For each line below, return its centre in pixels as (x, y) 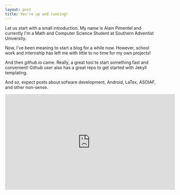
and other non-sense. (27, 87)
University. (16, 38)
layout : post (18, 9)
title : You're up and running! (37, 14)
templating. (16, 72)
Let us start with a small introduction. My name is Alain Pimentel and (73, 28)
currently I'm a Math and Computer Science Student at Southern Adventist (79, 33)
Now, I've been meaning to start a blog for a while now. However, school (77, 48)
